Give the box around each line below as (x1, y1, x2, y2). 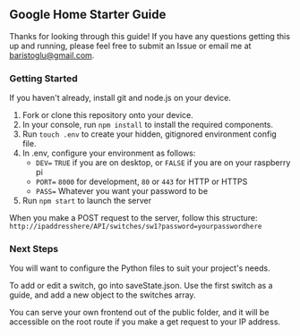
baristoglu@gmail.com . (9, 49, 95, 61)
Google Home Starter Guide (9, 7, 167, 22)
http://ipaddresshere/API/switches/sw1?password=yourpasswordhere (9, 223, 262, 231)
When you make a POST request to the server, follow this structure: (9, 213, 258, 223)
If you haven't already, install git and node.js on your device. (9, 93, 231, 104)
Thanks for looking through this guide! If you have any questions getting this (9, 30, 291, 41)
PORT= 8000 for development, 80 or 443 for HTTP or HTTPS (35, 176, 248, 187)
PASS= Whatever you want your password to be (35, 186, 209, 197)
